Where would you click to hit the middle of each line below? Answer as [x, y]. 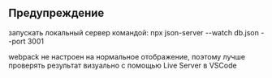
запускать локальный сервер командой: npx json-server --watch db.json [134, 32]
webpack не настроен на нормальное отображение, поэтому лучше [127, 56]
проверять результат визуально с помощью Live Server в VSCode [123, 65]
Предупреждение [56, 13]
